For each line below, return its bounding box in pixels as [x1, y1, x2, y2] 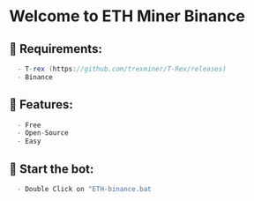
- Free [17, 121, 41, 130]
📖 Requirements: [9, 41, 103, 56]
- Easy [17, 137, 41, 146]
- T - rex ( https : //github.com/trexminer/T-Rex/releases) [17, 64, 227, 73]
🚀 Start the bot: [9, 161, 94, 176]
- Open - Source [17, 129, 69, 138]
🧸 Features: [9, 97, 73, 112]
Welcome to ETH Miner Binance [9, 6, 245, 26]
